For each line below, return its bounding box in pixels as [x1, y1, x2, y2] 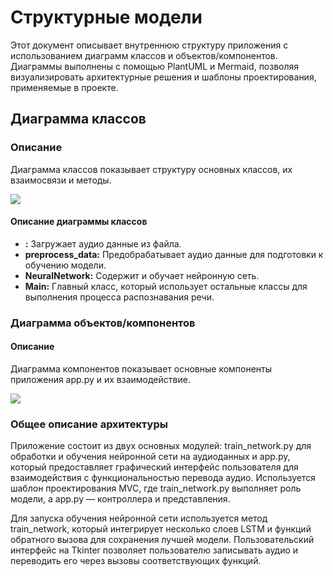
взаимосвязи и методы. [10, 174, 112, 186]
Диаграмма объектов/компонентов [10, 316, 196, 330]
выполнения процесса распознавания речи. [24, 291, 215, 303]
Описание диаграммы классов [10, 216, 148, 228]
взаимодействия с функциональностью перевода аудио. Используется [10, 472, 316, 484]
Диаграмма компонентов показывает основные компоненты [10, 362, 273, 375]
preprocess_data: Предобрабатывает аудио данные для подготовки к [24, 248, 324, 260]
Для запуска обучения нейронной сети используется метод [10, 512, 268, 525]
